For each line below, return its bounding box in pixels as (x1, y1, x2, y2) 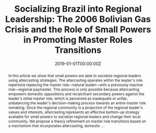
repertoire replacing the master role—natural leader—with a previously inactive (8, 82, 143, 87)
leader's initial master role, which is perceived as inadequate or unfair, (8, 96, 128, 101)
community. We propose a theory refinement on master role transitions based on (8, 118, 146, 124)
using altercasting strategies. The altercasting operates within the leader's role (8, 78, 143, 83)
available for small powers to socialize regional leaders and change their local (8, 114, 141, 119)
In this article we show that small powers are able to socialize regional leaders (8, 73, 141, 78)
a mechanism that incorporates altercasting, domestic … (8, 123, 105, 128)
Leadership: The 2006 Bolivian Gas (5, 14, 151, 25)
